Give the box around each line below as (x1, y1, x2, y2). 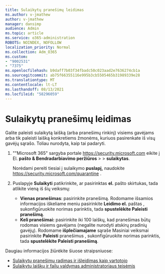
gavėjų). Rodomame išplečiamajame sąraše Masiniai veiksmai (20, 227, 149, 234)
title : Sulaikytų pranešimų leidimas (5, 7, 84, 13)
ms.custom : (5, 54, 28, 59)
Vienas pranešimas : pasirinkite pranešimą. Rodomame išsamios (20, 196, 153, 202)
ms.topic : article (5, 31, 44, 36)
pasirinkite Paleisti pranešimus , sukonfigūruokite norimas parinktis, (20, 233, 160, 239)
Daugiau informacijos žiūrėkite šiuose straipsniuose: (5, 248, 113, 254)
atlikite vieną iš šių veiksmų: (12, 186, 70, 192)
